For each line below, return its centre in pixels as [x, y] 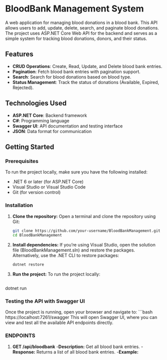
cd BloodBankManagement [37, 235]
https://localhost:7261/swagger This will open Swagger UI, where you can [81, 317]
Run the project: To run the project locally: [56, 274]
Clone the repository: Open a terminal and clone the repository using [84, 216]
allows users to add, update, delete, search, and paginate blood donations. [82, 27]
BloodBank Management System [74, 9]
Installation [19, 205]
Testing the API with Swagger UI [45, 301]
